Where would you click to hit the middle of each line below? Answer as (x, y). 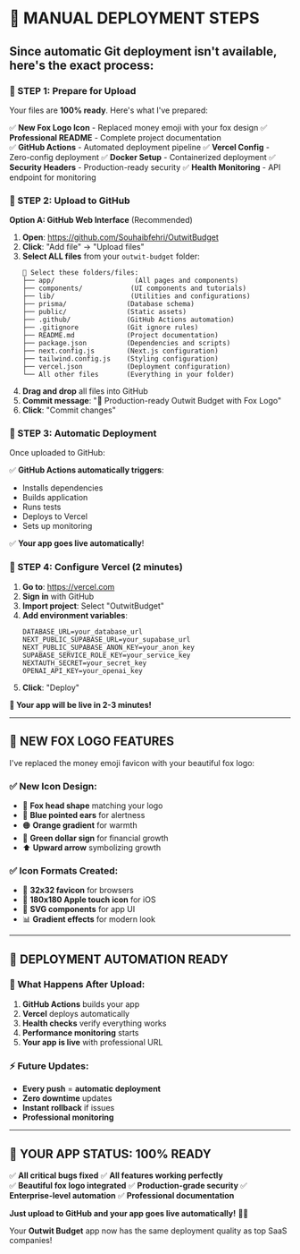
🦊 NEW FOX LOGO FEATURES (92, 742)
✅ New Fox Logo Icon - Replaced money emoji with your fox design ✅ (138, 127)
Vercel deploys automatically (76, 1013)
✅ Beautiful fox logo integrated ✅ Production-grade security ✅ (128, 1185)
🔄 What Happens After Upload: (77, 985)
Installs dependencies (62, 488)
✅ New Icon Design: (53, 786)
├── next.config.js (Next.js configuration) (120, 351)
